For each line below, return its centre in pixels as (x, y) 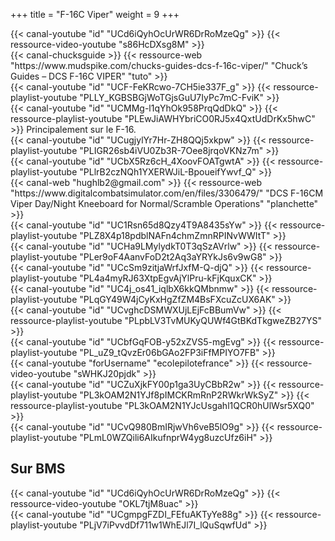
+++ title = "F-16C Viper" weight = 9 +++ (95, 14)
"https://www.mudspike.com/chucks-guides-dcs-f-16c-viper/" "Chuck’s (159, 65)
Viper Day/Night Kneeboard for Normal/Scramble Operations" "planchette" (164, 203)
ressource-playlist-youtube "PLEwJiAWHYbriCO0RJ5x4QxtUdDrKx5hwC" (163, 118)
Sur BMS (38, 469)
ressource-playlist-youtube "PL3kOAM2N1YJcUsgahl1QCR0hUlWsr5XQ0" (162, 405)
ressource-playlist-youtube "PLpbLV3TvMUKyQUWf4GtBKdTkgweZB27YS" (166, 320)
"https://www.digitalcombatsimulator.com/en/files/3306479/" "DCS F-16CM (167, 193)
